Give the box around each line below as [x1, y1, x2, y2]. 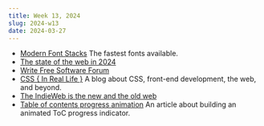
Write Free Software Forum [19, 66, 110, 75]
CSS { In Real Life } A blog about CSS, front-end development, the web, [19, 74, 257, 84]
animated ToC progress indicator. [19, 108, 131, 118]
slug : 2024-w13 [8, 19, 59, 27]
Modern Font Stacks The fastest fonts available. [19, 49, 179, 59]
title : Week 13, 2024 [8, 11, 81, 20]
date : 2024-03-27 [8, 26, 67, 35]
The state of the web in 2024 [19, 57, 116, 67]
